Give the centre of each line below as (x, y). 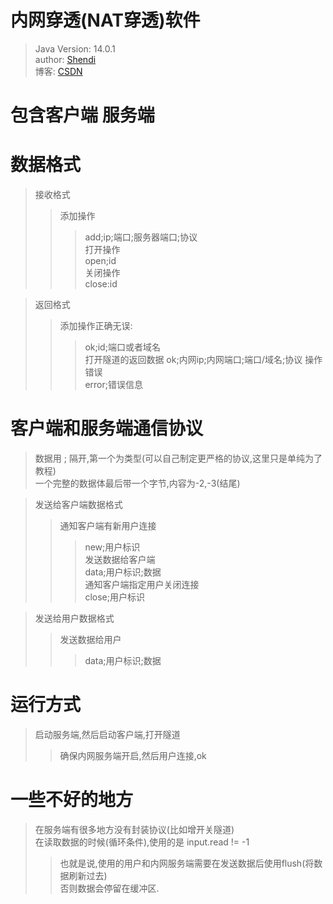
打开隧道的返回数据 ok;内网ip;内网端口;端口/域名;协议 (193, 360)
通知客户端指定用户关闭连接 (142, 584)
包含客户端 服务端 (82, 115)
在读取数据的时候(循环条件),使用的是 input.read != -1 (142, 842)
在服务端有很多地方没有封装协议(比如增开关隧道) (134, 829)
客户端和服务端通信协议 (107, 428)
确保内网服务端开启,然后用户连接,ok (133, 755)
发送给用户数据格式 (74, 618)
